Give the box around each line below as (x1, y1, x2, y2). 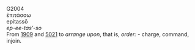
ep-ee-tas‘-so (6, 24, 42, 31)
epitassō (6, 18, 28, 25)
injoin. (6, 37, 22, 44)
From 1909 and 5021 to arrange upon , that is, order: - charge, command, (6, 31, 189, 38)
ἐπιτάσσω (6, 11, 31, 19)
